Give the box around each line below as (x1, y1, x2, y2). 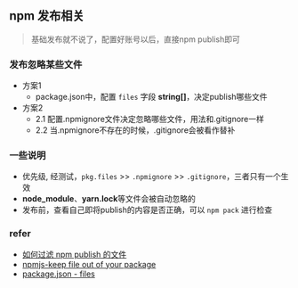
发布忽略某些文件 (9, 58, 83, 70)
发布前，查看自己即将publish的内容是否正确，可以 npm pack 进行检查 (21, 204, 273, 216)
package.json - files (21, 268, 95, 279)
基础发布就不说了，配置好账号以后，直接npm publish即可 (30, 34, 240, 45)
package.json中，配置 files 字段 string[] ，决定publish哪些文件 (35, 92, 269, 103)
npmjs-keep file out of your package (21, 259, 157, 269)
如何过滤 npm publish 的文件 (21, 249, 127, 259)
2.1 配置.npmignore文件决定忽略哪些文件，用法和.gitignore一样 (35, 114, 265, 125)
